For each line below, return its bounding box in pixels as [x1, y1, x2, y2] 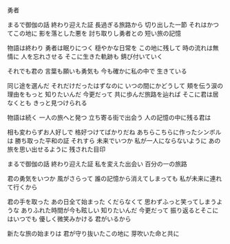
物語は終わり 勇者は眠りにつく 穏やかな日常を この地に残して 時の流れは [7, 44, 213, 52]
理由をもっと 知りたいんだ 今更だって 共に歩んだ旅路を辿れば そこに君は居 [7, 90, 219, 98]
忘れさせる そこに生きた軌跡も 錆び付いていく [32, 52, 163, 60]
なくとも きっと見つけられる [7, 99, 87, 107]
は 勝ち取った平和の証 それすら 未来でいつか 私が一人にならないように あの [7, 137, 221, 144]
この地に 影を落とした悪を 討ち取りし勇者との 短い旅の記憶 [12, 30, 181, 37]
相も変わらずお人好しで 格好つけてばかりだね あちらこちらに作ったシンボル [7, 128, 222, 136]
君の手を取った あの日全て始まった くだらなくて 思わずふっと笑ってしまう [7, 198, 217, 206]
